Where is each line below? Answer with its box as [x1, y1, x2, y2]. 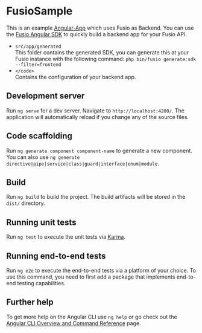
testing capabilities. [17, 280, 66, 286]
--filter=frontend [14, 62, 62, 68]
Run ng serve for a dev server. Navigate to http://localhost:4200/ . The [6, 107, 185, 114]
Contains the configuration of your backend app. [14, 73, 136, 80]
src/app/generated [14, 44, 62, 50]
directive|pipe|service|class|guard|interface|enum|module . [6, 160, 159, 167]
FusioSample [6, 4, 73, 18]
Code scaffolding [6, 131, 72, 141]
